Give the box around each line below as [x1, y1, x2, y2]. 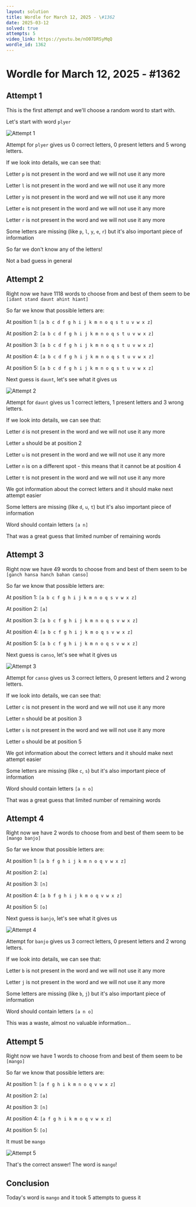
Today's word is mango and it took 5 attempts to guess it [6, 1193, 141, 1201]
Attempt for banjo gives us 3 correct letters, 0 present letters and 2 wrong [6, 938, 187, 945]
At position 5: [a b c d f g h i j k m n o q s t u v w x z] [6, 364, 154, 371]
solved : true [6, 25, 38, 31]
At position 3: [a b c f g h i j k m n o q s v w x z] [6, 616, 138, 623]
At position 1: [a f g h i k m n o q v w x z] [6, 1081, 116, 1088]
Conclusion [6, 1178, 50, 1188]
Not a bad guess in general [6, 257, 72, 264]
